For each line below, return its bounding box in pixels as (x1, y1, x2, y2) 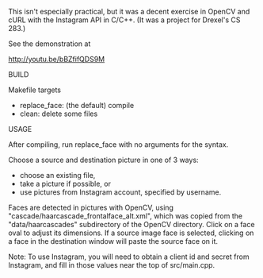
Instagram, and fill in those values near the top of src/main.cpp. (8, 261, 215, 269)
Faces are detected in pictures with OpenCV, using (8, 203, 174, 212)
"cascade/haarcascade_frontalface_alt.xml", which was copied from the (8, 211, 243, 221)
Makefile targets (8, 85, 62, 95)
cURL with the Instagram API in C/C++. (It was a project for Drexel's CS (8, 15, 241, 25)
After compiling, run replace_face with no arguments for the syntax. (8, 140, 229, 149)
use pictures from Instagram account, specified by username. (19, 187, 222, 197)
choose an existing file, (19, 171, 96, 180)
